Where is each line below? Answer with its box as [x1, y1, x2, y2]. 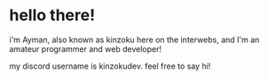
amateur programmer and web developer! [9, 43, 162, 54]
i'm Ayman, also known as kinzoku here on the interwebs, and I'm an [9, 34, 260, 45]
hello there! [9, 5, 96, 25]
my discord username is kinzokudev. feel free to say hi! [9, 61, 211, 71]
